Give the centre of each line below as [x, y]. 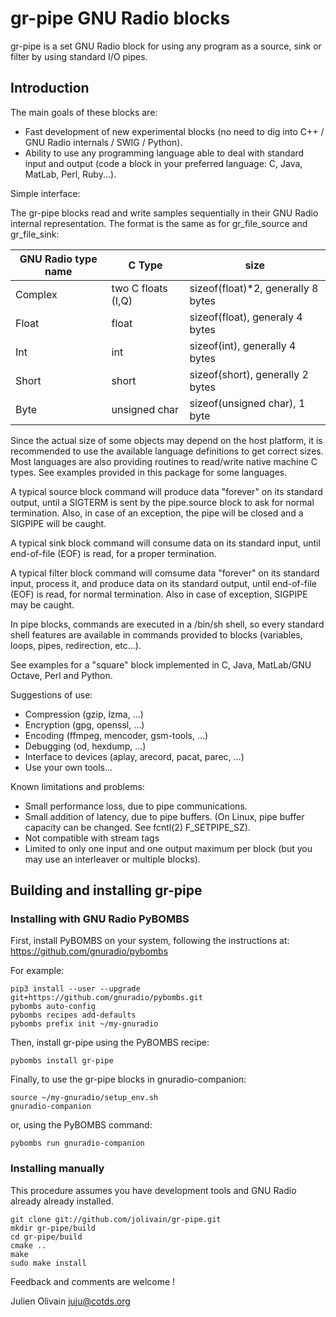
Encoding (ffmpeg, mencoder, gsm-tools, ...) [116, 735]
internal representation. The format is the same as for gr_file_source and [159, 223]
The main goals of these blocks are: [84, 112]
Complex [36, 294]
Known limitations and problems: [77, 786]
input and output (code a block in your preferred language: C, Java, [163, 163]
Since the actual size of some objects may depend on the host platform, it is [166, 440]
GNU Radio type [58, 259]
